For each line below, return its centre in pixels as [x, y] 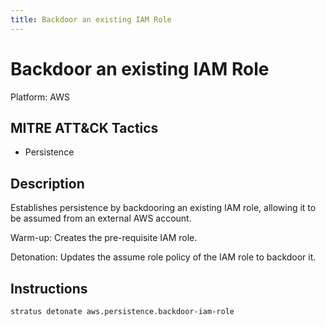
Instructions [49, 288]
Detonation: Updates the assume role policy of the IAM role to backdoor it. [163, 257]
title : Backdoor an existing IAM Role [91, 19]
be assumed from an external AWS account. [101, 218]
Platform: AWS [40, 97]
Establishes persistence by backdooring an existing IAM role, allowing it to [163, 208]
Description [47, 183]
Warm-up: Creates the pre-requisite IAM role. [104, 238]
